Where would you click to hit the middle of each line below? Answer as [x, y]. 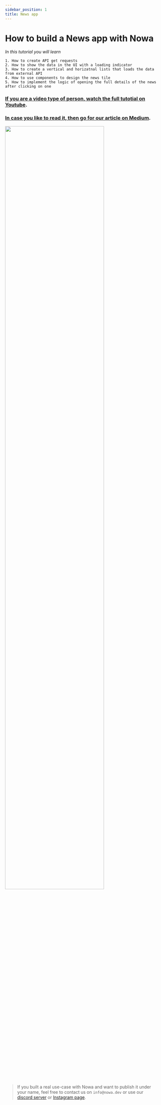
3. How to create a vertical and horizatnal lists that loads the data [80, 69]
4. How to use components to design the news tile [58, 78]
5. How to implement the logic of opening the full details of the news [81, 82]
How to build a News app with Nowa [80, 38]
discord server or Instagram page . [51, 1097]
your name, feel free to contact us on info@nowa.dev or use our [80, 1092]
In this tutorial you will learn [33, 52]
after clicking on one [28, 87]
